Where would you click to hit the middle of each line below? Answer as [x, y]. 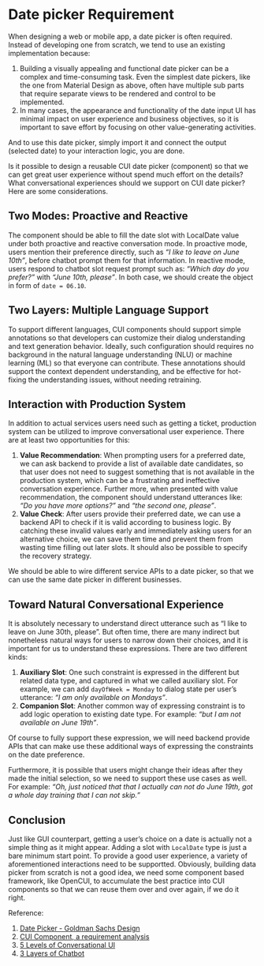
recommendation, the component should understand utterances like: [131, 497]
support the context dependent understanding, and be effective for [117, 371]
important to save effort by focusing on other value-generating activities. [138, 127]
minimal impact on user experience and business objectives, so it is [129, 118]
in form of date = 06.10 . [47, 285]
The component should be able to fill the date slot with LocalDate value [124, 235]
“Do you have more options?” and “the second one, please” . [118, 506]
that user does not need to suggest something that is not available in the [137, 472]
